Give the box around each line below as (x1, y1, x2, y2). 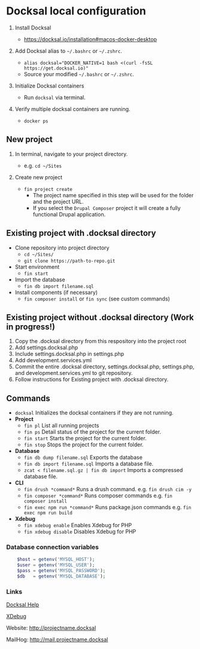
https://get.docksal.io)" (23, 65, 89, 71)
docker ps (23, 118, 49, 124)
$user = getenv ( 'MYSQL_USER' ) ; (17, 562, 95, 568)
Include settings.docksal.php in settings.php (14, 350, 125, 357)
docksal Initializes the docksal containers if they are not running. (14, 409, 174, 416)
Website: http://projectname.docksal (6, 624, 96, 632)
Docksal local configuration (6, 4, 147, 18)
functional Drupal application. (32, 211, 106, 218)
